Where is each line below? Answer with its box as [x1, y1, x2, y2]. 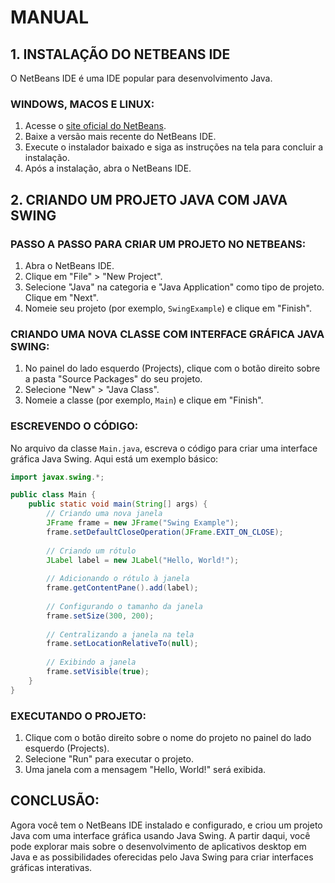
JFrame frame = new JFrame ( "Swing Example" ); [46, 518, 240, 528]
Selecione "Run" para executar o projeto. [24, 753, 194, 765]
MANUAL [10, 6, 90, 29]
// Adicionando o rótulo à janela [46, 574, 190, 584]
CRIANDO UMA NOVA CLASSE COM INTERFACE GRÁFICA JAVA [10, 327, 325, 341]
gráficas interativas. [10, 861, 93, 873]
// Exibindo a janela [46, 657, 137, 668]
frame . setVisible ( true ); [46, 667, 150, 677]
